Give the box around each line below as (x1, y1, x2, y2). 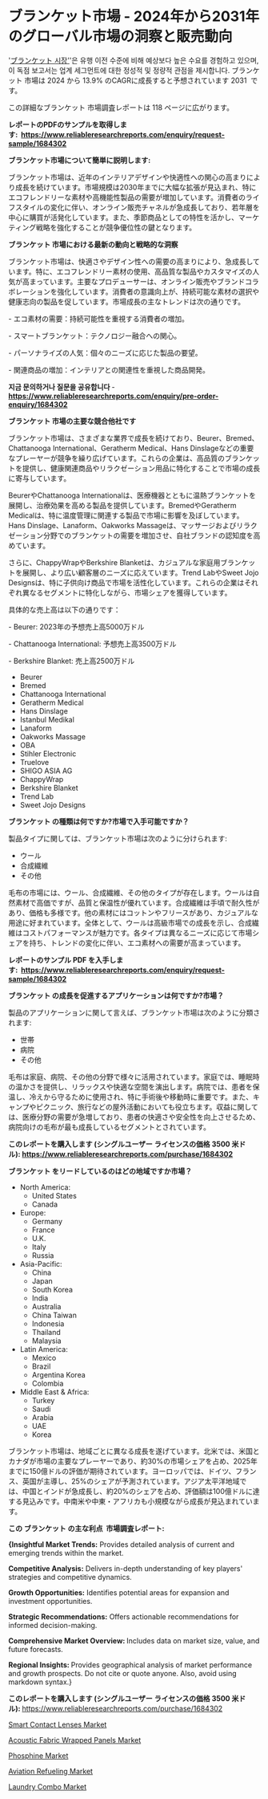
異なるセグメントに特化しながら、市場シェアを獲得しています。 (22, 588, 232, 597)
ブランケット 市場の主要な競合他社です (8, 416, 137, 425)
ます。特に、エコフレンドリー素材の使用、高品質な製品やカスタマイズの (14, 267, 253, 276)
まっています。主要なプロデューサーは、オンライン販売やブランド (29, 276, 246, 286)
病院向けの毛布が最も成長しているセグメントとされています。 (8, 1121, 210, 1132)
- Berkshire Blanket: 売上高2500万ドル (8, 656, 135, 665)
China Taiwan (31, 1310, 78, 1320)
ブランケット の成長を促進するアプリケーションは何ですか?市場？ (8, 991, 224, 1000)
